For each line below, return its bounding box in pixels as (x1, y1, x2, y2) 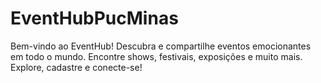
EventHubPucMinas (10, 7, 179, 30)
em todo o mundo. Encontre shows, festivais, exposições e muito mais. (10, 50, 303, 62)
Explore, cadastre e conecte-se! (10, 61, 143, 73)
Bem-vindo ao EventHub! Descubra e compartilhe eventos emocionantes (10, 40, 312, 52)
